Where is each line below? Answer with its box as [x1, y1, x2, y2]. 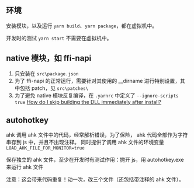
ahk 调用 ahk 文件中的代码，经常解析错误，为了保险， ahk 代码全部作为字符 [6, 131, 188, 138]
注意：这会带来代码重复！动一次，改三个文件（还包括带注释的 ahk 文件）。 [6, 176, 184, 183]
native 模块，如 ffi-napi [6, 53, 92, 63]
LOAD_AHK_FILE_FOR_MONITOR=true [6, 145, 85, 151]
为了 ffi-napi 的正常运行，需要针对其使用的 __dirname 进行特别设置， [14, 77, 181, 84]
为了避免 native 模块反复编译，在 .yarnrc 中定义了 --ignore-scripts [14, 92, 179, 99]
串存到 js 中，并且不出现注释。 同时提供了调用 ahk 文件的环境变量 [6, 139, 165, 146]
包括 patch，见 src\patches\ [19, 84, 89, 92]
